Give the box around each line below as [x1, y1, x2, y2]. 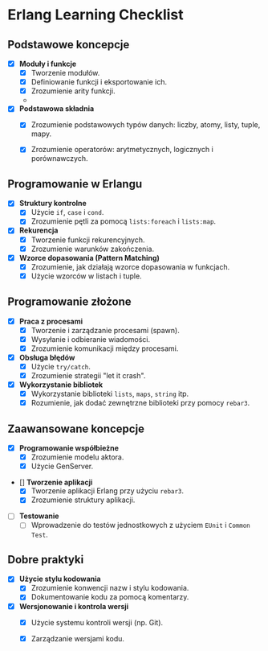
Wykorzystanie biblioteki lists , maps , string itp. [30, 389, 189, 399]
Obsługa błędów [18, 352, 75, 362]
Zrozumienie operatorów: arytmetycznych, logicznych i [30, 145, 213, 155]
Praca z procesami [18, 316, 83, 326]
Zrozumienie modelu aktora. [30, 452, 124, 462]
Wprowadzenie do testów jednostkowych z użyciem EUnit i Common [30, 521, 250, 530]
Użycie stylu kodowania [18, 574, 101, 584]
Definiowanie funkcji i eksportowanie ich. [30, 77, 168, 87]
